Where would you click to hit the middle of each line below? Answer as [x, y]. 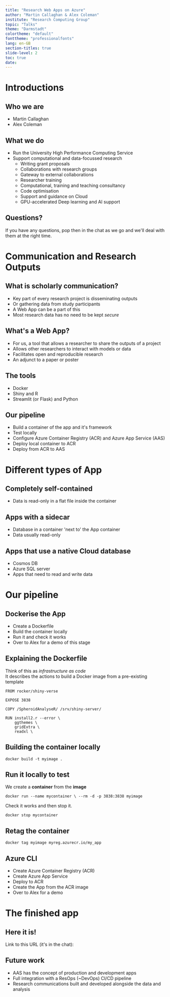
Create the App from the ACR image [50, 887]
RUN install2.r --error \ [33, 718]
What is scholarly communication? [62, 286]
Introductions [35, 88]
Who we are [25, 106]
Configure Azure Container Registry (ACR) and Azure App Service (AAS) [89, 438]
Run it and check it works [39, 637]
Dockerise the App [35, 614]
